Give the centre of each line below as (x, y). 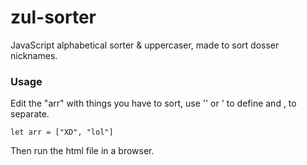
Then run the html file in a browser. (82, 151)
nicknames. (34, 55)
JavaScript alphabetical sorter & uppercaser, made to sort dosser (145, 45)
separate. (30, 114)
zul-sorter (53, 17)
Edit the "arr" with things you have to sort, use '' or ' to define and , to (153, 103)
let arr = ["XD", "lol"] (62, 132)
